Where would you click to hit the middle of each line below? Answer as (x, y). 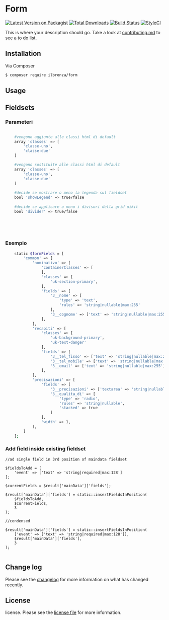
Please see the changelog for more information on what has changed (77, 579)
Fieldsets (20, 108)
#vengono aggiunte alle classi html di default (65, 137)
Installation (23, 54)
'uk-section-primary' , (74, 282)
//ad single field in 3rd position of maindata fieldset (66, 459)
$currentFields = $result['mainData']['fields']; (58, 486)
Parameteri (19, 122)
